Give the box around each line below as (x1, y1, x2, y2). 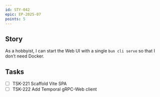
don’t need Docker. (5, 53, 44, 59)
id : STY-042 (5, 7, 30, 12)
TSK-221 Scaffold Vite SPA (12, 81, 67, 87)
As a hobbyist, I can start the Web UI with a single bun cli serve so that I (5, 48, 156, 54)
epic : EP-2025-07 (5, 12, 41, 17)
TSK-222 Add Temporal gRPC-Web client (12, 86, 97, 92)
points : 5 (5, 16, 26, 21)
